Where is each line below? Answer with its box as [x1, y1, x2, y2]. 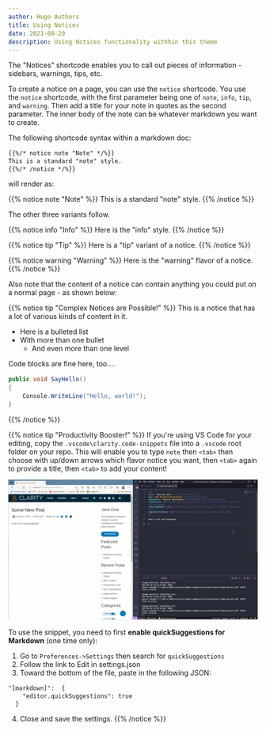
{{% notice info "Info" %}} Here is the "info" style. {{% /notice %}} [8, 225, 225, 235]
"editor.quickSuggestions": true [22, 692, 133, 700]
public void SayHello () [8, 376, 87, 384]
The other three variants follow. [8, 210, 111, 219]
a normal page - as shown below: [8, 288, 117, 297]
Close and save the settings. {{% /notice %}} [19, 714, 167, 724]
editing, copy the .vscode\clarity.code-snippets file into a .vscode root [8, 438, 241, 448]
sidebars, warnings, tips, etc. [8, 69, 103, 78]
